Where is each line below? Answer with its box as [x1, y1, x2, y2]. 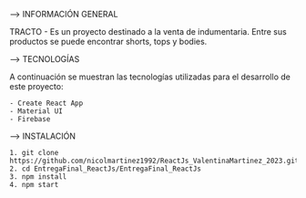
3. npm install [9, 172, 67, 182]
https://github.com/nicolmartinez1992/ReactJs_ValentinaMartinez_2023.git [9, 156, 300, 165]
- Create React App [9, 99, 84, 108]
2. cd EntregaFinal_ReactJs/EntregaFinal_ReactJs [9, 164, 202, 173]
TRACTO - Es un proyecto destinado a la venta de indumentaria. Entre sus [9, 26, 287, 36]
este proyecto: [9, 81, 64, 91]
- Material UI [9, 107, 64, 116]
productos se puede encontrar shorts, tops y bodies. [9, 36, 208, 47]
